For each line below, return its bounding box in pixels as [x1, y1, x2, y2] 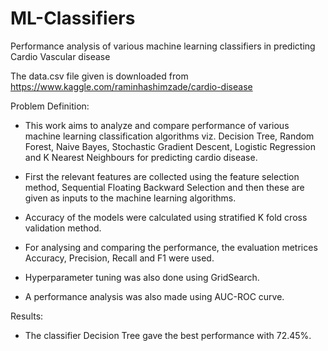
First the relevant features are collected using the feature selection [24, 170, 300, 182]
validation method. [24, 222, 102, 234]
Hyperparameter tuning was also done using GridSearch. [24, 271, 260, 283]
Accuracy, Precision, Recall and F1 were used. [24, 252, 215, 264]
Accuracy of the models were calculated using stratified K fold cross [24, 211, 308, 223]
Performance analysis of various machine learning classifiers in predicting [10, 40, 316, 52]
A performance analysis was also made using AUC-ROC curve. [24, 290, 285, 302]
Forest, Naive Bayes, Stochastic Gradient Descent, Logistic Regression [24, 140, 317, 152]
